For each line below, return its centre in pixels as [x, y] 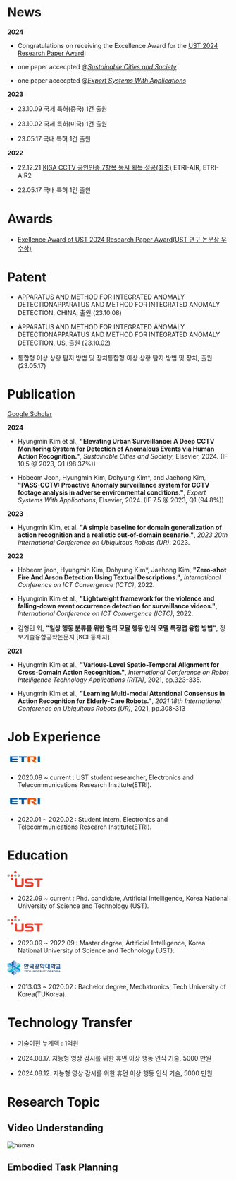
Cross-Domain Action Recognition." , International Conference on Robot [123, 672]
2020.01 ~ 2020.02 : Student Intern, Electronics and [93, 819]
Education [38, 855]
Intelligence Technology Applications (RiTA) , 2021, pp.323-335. [110, 680]
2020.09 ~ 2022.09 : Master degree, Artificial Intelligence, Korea [111, 943]
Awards [30, 219]
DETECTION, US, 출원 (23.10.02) [64, 343]
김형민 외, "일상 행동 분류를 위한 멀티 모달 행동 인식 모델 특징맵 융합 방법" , [118, 628]
